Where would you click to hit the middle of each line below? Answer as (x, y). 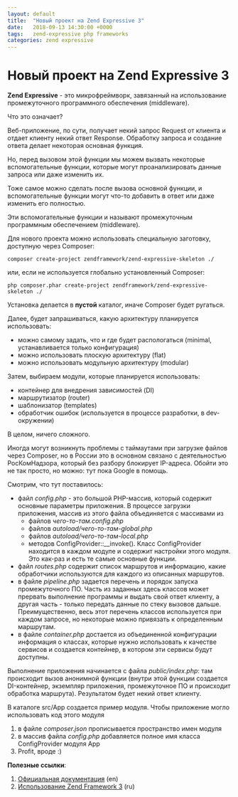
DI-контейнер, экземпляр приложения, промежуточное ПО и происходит (119, 686)
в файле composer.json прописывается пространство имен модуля (120, 729)
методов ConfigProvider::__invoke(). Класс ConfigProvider (115, 544)
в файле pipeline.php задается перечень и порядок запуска (108, 581)
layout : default (31, 14)
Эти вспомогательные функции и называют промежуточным (100, 217)
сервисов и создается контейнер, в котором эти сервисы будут (115, 650)
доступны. (33, 657)
